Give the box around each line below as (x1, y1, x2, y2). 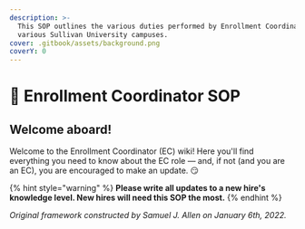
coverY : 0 (9, 47, 47, 56)
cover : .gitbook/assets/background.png (9, 38, 161, 48)
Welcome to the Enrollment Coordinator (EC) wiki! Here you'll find (9, 146, 254, 157)
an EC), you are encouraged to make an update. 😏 (9, 165, 200, 177)
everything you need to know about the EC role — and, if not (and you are (9, 156, 286, 167)
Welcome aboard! (9, 121, 112, 137)
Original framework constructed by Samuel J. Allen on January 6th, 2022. (9, 210, 288, 221)
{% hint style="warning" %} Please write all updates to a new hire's (9, 183, 266, 194)
